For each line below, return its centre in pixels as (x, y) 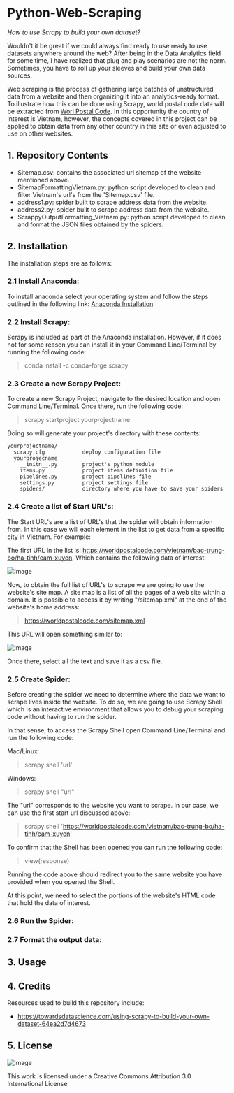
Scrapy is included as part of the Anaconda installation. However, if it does (115, 338)
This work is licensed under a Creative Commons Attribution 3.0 (99, 1076)
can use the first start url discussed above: (69, 813)
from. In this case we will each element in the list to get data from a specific (116, 529)
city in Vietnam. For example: (49, 537)
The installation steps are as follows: (60, 263)
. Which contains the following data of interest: (139, 558)
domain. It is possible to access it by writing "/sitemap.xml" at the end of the (117, 600)
